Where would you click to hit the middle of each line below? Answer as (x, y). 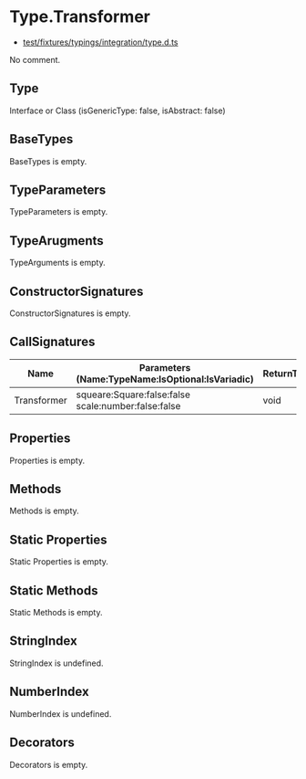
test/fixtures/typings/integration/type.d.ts (100, 42)
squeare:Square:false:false (133, 395)
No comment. (35, 59)
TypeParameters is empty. (59, 212)
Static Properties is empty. (59, 562)
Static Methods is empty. (56, 613)
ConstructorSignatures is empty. (70, 313)
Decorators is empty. (49, 764)
